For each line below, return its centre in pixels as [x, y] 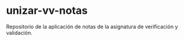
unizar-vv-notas [47, 11]
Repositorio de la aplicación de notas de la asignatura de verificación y [92, 27]
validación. [19, 32]
